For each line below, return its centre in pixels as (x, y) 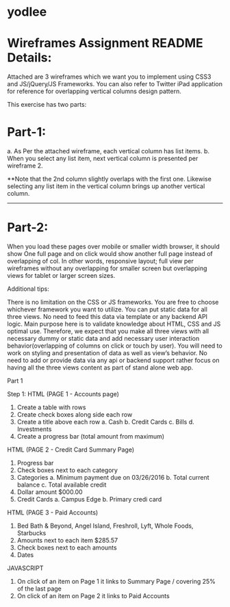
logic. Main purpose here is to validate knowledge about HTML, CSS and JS (114, 324)
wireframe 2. (25, 166)
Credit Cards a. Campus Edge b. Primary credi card (89, 499)
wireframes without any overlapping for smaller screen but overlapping (107, 268)
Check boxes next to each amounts (67, 547)
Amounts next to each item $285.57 (67, 540)
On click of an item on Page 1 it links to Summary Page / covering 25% (116, 581)
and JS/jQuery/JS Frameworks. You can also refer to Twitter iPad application (115, 84)
